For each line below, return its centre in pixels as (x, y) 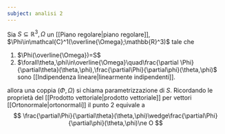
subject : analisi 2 (35, 13)
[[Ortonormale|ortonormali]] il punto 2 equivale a (76, 105)
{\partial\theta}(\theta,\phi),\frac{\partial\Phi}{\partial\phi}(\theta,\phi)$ (117, 70)
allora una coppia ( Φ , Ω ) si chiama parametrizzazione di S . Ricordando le (110, 91)
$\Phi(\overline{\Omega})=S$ (59, 55)
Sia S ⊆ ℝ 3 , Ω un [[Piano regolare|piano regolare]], (79, 34)
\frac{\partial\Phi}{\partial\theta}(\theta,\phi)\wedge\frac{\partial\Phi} (120, 116)
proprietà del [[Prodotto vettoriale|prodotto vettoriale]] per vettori (99, 98)
